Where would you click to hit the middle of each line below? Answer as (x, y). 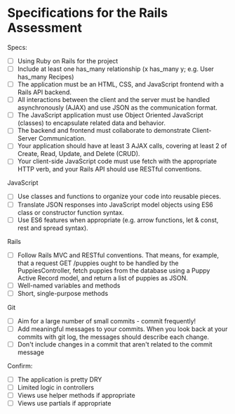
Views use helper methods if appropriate (76, 396)
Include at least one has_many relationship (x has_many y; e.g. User (115, 69)
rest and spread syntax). (53, 228)
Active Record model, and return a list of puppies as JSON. (102, 278)
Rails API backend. (44, 92)
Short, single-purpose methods (63, 293)
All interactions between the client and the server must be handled (114, 100)
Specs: (18, 47)
